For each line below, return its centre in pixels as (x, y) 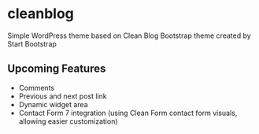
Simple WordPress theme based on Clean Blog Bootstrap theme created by (129, 35)
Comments (37, 87)
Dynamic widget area (53, 104)
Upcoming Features (57, 69)
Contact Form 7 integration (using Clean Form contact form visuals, (128, 113)
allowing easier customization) (68, 121)
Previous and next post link (63, 96)
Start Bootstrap (32, 43)
